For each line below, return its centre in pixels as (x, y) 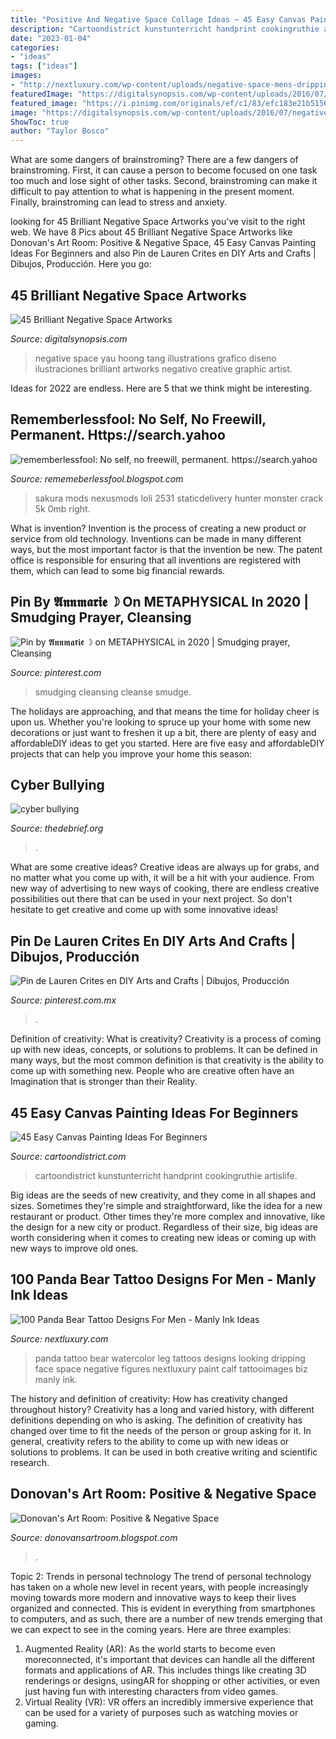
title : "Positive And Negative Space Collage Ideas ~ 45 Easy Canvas (158, 19)
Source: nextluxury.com (59, 1338)
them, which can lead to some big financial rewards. (118, 570)
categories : (35, 47)
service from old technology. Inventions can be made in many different (156, 538)
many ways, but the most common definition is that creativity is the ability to (167, 1060)
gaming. (41, 1723)
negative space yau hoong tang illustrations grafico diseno (155, 358)
